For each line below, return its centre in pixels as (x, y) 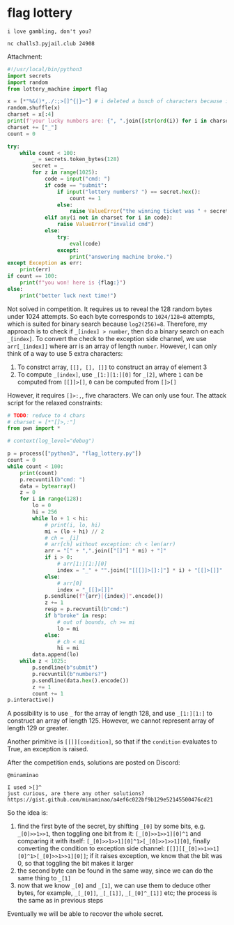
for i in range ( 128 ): (51, 499)
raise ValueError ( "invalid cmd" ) (106, 225)
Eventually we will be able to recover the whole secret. (85, 914)
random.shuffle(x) (34, 108)
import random (28, 82)
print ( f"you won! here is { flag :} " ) (73, 283)
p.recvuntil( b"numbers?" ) (70, 674)
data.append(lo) (56, 655)
